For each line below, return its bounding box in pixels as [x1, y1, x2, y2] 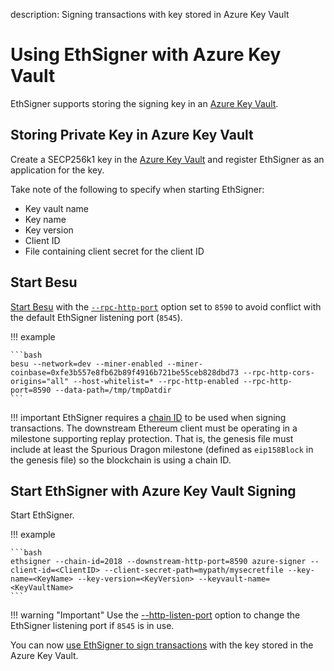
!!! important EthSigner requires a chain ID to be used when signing [10, 411, 287, 423]
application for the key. [10, 164, 105, 176]
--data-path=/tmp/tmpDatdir [54, 385, 172, 395]
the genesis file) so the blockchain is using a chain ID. [10, 454, 232, 466]
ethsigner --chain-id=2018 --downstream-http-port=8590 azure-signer [10, 557, 307, 567]
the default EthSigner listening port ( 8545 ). [10, 311, 183, 323]
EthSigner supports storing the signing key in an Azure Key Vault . [10, 97, 279, 109]
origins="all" [10, 376, 70, 386]
